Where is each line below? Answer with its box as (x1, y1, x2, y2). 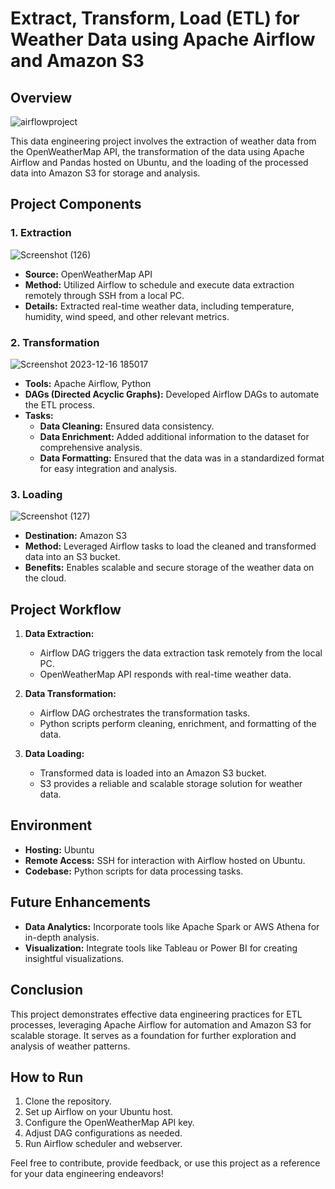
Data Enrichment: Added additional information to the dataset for (39, 430, 310, 442)
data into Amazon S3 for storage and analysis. (10, 167, 201, 179)
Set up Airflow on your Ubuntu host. (24, 1106, 174, 1118)
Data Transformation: (24, 688, 117, 700)
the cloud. (24, 572, 67, 584)
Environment (10, 817, 93, 834)
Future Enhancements (10, 894, 152, 911)
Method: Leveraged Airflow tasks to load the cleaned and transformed (24, 540, 317, 552)
